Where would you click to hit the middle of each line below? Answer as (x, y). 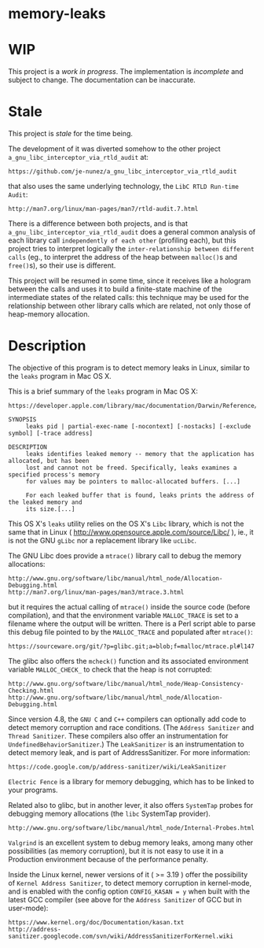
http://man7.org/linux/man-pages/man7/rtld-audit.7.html (103, 209)
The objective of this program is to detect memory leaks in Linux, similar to (129, 368)
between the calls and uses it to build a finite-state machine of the (115, 289)
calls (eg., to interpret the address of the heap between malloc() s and (123, 257)
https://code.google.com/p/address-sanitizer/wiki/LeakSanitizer (117, 767)
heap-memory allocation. (49, 314)
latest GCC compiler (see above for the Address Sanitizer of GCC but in (125, 900)
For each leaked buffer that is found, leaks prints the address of (140, 495)
